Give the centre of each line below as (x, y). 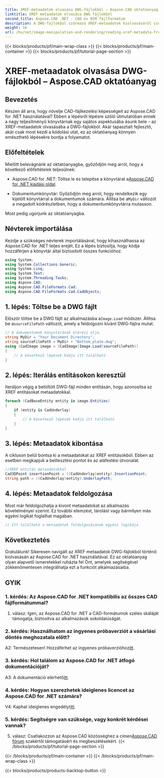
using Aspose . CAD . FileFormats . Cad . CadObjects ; (53, 292)
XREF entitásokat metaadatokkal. (38, 392)
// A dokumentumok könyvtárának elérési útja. (53, 333)
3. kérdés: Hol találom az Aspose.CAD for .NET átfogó (70, 661)
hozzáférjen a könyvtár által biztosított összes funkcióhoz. (64, 251)
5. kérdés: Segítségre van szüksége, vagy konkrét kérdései (77, 719)
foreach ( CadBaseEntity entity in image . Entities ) (58, 401)
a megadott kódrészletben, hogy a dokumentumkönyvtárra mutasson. (82, 204)
